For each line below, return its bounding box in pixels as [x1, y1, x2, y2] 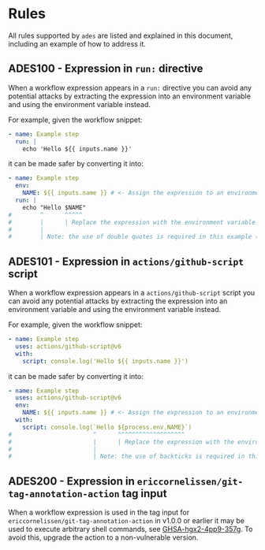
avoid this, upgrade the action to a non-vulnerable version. [8, 533, 199, 542]
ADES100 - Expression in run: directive [8, 62, 203, 76]
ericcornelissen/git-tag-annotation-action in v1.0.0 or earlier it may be [8, 516, 244, 526]
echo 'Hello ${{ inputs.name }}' [22, 145, 132, 153]
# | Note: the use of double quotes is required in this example [8, 233, 252, 241]
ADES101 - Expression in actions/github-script [8, 255, 244, 268]
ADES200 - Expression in [8, 474, 136, 488]
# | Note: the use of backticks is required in [8, 452, 245, 461]
